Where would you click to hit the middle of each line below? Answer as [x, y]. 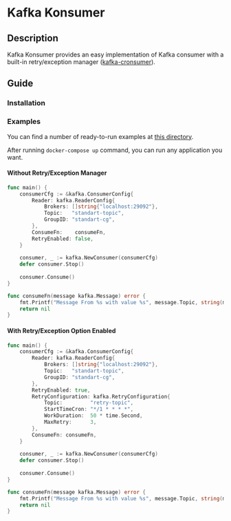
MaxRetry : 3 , [70, 422]
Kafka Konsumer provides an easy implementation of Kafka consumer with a [115, 54]
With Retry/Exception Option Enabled [62, 330]
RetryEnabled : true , [61, 390]
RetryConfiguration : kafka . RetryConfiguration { [101, 396]
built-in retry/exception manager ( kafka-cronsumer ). [81, 62]
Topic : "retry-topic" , [89, 403]
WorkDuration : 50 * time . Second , [93, 416]
